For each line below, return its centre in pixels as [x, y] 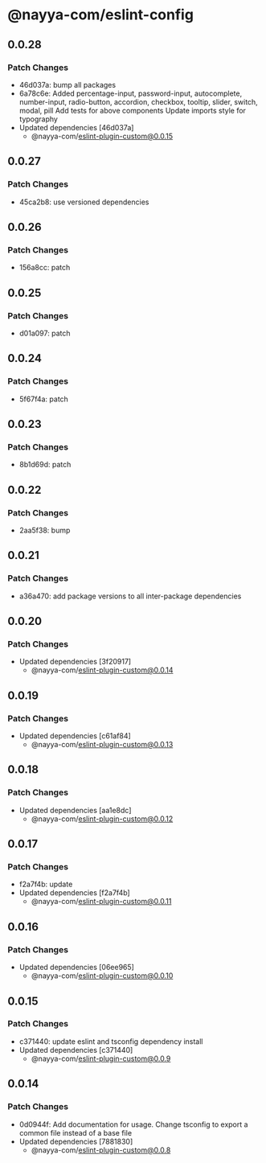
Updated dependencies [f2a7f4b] [74, 893]
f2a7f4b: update [46, 884]
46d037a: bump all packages [68, 84]
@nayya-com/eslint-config [101, 15]
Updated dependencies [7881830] [76, 1141]
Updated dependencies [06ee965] [76, 968]
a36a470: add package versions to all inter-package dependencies [130, 596]
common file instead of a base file [76, 1132]
